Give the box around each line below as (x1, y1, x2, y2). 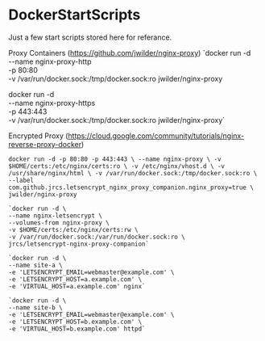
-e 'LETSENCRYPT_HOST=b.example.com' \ (8, 318, 143, 326)
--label (8, 176, 35, 184)
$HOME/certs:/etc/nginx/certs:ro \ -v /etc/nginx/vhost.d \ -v (8, 162, 226, 170)
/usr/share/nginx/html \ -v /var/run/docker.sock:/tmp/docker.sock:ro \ (8, 169, 258, 177)
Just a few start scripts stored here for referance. (8, 32, 172, 42)
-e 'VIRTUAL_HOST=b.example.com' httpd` (8, 325, 147, 333)
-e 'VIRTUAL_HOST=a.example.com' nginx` (8, 282, 147, 290)
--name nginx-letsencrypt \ (8, 212, 103, 220)
